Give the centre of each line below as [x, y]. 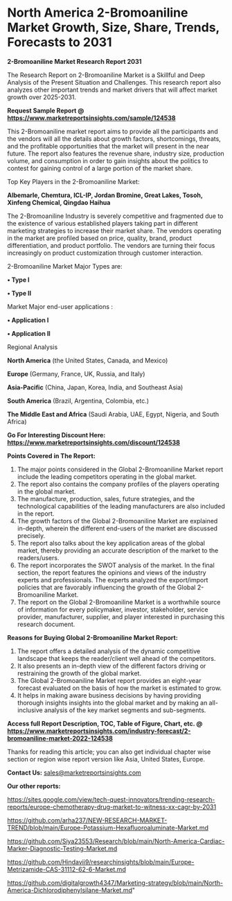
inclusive [30, 710]
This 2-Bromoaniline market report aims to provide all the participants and [113, 131]
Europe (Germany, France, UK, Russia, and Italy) [76, 373]
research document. [46, 624]
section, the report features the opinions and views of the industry [111, 572]
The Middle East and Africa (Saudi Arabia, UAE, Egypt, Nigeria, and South [113, 414]
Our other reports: [34, 786]
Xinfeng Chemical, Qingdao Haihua [59, 202]
